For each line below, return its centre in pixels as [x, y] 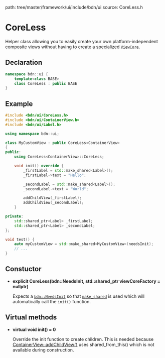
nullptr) [20, 286]
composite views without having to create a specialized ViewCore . [73, 47]
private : [14, 216]
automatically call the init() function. [52, 301]
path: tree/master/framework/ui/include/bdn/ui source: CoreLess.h [74, 7]
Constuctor [23, 269]
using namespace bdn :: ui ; [32, 134]
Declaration [24, 63]
